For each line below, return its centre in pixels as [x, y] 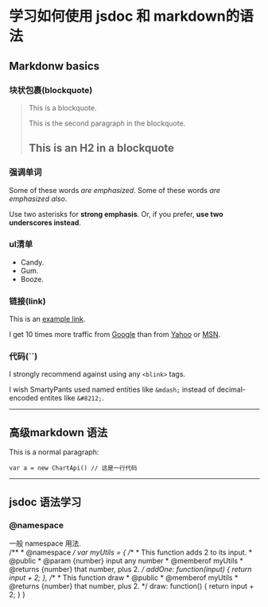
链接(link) [27, 301]
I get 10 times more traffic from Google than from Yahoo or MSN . [115, 334]
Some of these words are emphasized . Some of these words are [115, 190]
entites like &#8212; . [72, 398]
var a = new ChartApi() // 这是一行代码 [73, 468]
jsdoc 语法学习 [45, 502]
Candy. [32, 262]
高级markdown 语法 [58, 433]
